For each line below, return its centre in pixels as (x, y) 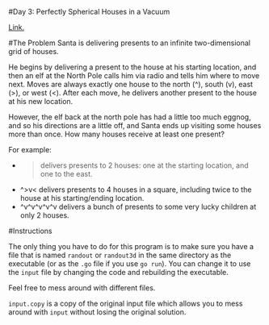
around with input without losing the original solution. (97, 312)
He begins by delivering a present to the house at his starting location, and (132, 67)
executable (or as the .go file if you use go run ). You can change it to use (130, 264)
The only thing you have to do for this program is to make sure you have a (131, 246)
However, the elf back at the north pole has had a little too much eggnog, (130, 117)
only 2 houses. (45, 215)
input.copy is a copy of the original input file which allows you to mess (126, 303)
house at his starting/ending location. (82, 198)
